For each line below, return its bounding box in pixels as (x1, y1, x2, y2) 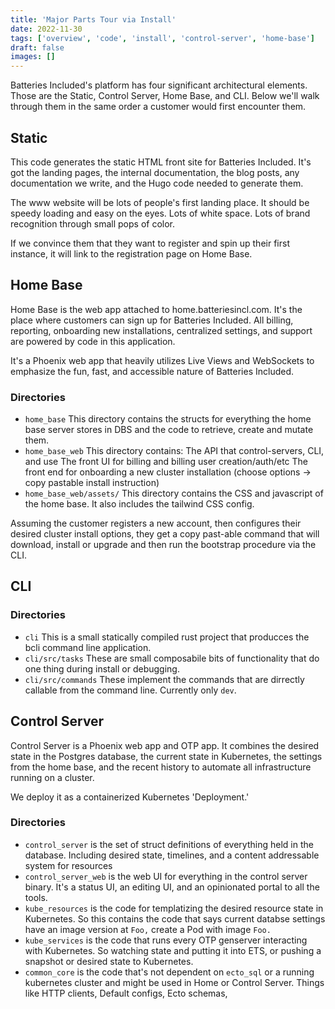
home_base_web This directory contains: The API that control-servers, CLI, (24, 445, 325, 457)
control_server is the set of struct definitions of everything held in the (24, 838, 314, 850)
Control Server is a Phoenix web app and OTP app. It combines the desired (10, 739, 320, 751)
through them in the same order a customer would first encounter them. (10, 101, 307, 113)
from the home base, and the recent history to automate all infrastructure (10, 761, 312, 773)
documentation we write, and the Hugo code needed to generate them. (10, 177, 304, 189)
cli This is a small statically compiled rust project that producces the (24, 631, 310, 643)
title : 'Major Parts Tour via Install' (10, 14, 177, 25)
